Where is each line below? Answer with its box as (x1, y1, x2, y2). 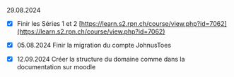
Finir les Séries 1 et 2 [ (16, 20, 82, 27)
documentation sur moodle (16, 63, 96, 71)
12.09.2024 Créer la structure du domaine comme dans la (16, 55, 185, 64)
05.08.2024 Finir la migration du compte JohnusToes (16, 41, 171, 50)
